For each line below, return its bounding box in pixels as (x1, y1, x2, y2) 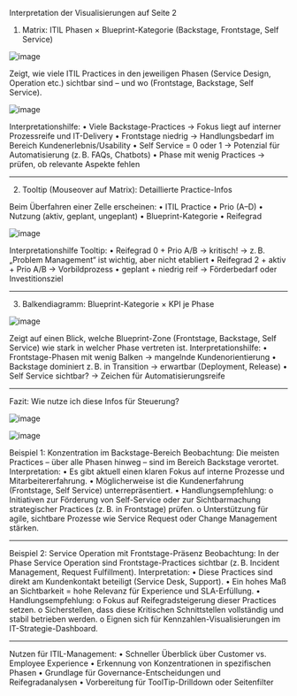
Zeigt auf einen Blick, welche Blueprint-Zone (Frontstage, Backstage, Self (9, 333, 277, 343)
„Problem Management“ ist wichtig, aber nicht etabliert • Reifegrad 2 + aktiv (9, 255, 286, 264)
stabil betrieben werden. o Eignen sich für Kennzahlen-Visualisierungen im (9, 614, 281, 624)
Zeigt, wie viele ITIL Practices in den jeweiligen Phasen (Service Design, (9, 68, 271, 79)
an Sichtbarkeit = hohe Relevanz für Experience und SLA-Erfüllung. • (9, 585, 261, 596)
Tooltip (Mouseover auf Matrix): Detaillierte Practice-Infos (21, 185, 232, 195)
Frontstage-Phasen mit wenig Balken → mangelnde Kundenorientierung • (9, 352, 277, 362)
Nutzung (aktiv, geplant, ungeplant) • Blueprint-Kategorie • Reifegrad (9, 211, 263, 221)
